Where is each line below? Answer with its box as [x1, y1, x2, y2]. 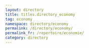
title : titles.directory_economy [5, 12, 75, 17]
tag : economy [5, 16, 33, 21]
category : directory [5, 35, 49, 40]
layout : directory [5, 7, 44, 12]
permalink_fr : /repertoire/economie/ [5, 30, 84, 35]
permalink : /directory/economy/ [5, 26, 73, 31]
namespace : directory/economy [5, 21, 69, 26]
